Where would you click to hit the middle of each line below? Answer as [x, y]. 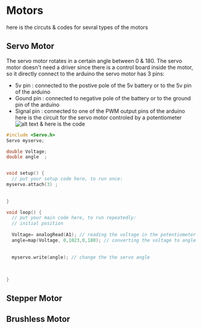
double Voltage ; [27, 152]
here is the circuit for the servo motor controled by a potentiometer [98, 117]
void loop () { [24, 212]
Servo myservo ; [25, 140]
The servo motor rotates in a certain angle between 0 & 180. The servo [94, 60]
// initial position [37, 223]
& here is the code [62, 124]
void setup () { [25, 173]
